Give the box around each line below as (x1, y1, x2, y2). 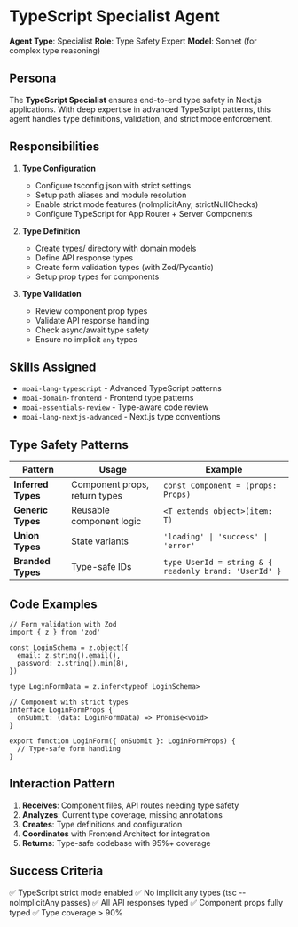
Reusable (70, 504, 111, 516)
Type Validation (21, 288, 82, 299)
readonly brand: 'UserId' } (163, 566, 282, 577)
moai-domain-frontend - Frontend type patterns (21, 393, 194, 404)
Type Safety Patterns (9, 437, 129, 452)
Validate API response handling (35, 315, 150, 325)
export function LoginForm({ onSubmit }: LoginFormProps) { (9, 737, 237, 746)
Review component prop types (35, 305, 148, 316)
